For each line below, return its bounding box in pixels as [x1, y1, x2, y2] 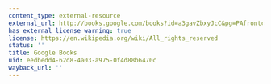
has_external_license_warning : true [8, 26, 131, 34]
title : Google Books [8, 49, 78, 57]
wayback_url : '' [8, 64, 63, 72]
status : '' [8, 42, 45, 50]
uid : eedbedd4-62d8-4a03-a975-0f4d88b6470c [8, 57, 157, 65]
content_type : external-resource [8, 11, 121, 20]
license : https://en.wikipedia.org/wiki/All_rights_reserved [8, 34, 219, 42]
